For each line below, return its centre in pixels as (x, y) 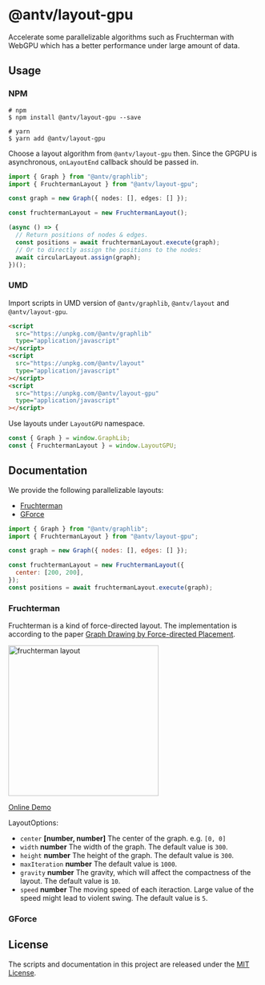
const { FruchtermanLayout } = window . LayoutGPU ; (93, 446)
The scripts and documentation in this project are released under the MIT (129, 964)
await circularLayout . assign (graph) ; (78, 257)
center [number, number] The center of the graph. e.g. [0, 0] (123, 838)
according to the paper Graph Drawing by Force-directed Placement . (122, 634)
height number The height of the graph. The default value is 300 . (127, 856)
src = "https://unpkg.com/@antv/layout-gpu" (87, 393)
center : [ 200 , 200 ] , (50, 573)
